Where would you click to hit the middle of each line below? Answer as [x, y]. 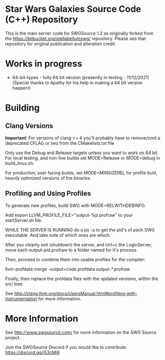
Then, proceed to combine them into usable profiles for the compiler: [75, 259]
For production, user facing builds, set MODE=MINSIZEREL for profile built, [81, 173]
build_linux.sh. [20, 163]
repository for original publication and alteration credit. [61, 43]
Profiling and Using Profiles [48, 194]
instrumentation [21, 299]
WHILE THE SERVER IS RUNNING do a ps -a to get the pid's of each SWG [80, 230]
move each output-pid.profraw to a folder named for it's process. [71, 250]
